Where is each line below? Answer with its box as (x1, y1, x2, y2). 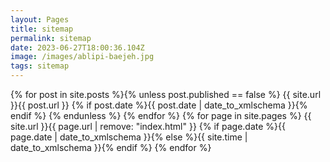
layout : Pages (10, 14, 70, 25)
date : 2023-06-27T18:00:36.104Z (10, 42, 145, 53)
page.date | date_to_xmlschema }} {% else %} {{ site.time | (10, 131, 248, 143)
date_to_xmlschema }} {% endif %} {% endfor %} (10, 142, 212, 153)
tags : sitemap (10, 61, 70, 71)
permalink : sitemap (10, 33, 92, 43)
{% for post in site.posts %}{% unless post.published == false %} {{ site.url (10, 89, 322, 100)
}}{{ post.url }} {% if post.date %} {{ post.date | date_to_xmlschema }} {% (10, 99, 308, 111)
